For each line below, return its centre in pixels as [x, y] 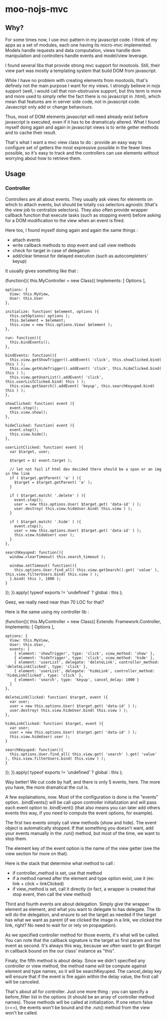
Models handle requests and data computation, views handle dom [73, 50]
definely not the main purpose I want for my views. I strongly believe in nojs [83, 86]
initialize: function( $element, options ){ [52, 311]
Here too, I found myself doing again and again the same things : [72, 230]
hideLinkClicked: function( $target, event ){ [54, 723]
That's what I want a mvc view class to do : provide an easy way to [74, 142]
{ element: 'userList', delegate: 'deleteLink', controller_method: [87, 662]
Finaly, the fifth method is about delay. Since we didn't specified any [75, 960]
